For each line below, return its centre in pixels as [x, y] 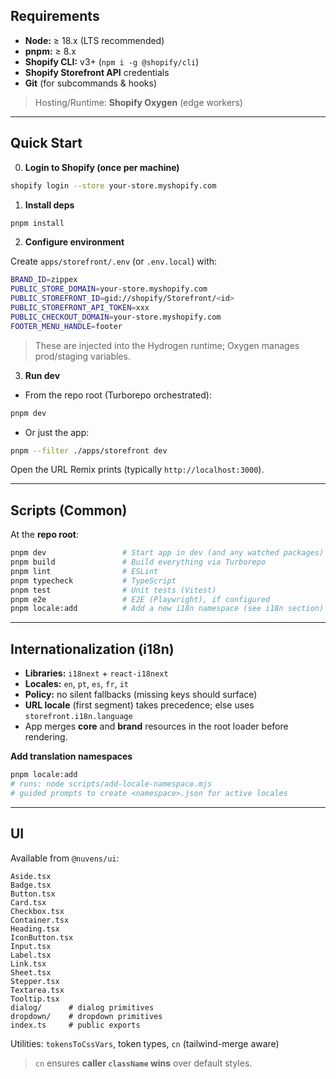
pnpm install [37, 223]
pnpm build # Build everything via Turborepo [138, 562]
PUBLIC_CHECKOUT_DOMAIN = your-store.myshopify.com [116, 317]
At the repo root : [45, 535]
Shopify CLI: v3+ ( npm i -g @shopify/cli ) [112, 61]
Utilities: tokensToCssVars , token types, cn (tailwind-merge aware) [145, 1043]
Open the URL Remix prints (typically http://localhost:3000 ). [137, 470]
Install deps [49, 205]
